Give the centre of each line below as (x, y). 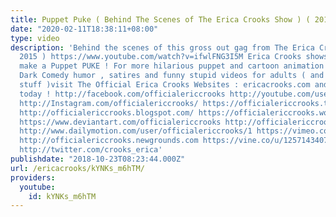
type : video (35, 38)
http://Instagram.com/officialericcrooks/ (109, 103)
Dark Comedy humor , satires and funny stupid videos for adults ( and (172, 76)
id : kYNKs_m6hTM (62, 196)
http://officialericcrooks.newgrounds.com (109, 141)
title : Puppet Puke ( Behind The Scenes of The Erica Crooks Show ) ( (160, 19)
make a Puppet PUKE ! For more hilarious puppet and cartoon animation (172, 66)
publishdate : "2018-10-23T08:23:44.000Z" (98, 159)
